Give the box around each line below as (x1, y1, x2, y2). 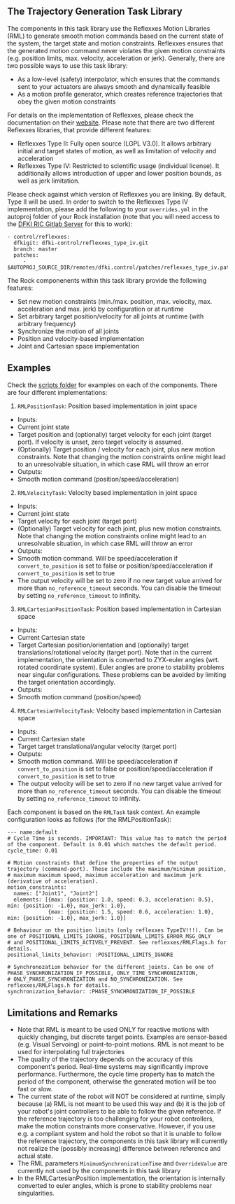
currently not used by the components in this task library (17, 1167, 181, 1175)
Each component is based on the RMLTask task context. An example (7, 808, 201, 816)
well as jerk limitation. (17, 176, 80, 185)
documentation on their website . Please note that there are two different (7, 118, 215, 127)
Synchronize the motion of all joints (17, 327, 120, 335)
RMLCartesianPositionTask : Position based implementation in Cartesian (17, 605, 222, 613)
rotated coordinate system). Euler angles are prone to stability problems (17, 663, 225, 671)
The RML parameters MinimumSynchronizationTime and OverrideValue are (17, 1159, 227, 1168)
